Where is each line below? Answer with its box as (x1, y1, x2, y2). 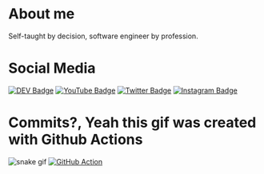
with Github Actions (8, 131, 143, 148)
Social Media (8, 59, 96, 77)
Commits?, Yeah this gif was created (8, 113, 257, 132)
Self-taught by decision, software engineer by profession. (8, 31, 198, 41)
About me (8, 5, 75, 23)
